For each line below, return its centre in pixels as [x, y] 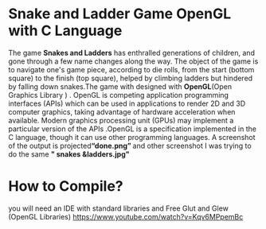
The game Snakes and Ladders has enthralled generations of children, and [131, 52]
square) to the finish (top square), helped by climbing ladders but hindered [131, 78]
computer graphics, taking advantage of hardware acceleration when [122, 111]
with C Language [65, 31]
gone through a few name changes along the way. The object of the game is [133, 61]
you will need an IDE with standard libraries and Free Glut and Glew [119, 208]
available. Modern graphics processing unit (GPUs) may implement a [121, 120]
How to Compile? [66, 186]
